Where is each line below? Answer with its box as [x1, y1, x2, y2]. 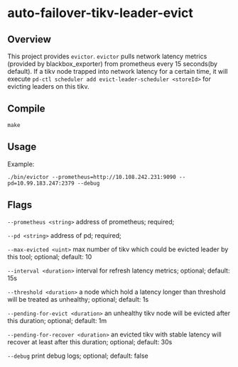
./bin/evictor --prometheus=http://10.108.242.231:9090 [7, 173, 176, 180]
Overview [7, 33, 52, 45]
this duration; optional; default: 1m [7, 317, 107, 325]
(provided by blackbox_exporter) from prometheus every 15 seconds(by [7, 60, 218, 68]
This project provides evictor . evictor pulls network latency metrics [7, 52, 207, 60]
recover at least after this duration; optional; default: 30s [7, 338, 173, 346]
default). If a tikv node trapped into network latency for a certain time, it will [7, 67, 228, 75]
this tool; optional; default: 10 [7, 253, 92, 261]
